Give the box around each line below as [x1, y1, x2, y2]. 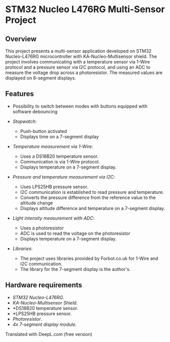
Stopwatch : [12, 118, 37, 124]
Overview [5, 35, 37, 43]
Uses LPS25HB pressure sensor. [20, 184, 89, 190]
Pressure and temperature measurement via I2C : [12, 174, 115, 180]
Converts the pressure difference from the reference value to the [20, 194, 156, 200]
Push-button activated [20, 128, 67, 134]
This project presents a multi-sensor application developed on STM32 [5, 48, 152, 54]
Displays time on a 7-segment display [20, 133, 99, 140]
